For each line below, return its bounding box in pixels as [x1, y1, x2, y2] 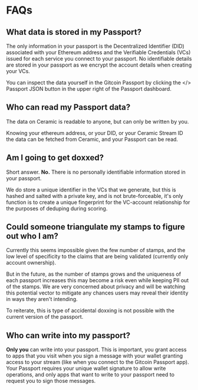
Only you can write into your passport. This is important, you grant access [6, 346, 187, 353]
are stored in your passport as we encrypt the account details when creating [6, 61, 192, 68]
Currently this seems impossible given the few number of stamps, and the [6, 247, 186, 254]
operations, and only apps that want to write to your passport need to [6, 371, 175, 378]
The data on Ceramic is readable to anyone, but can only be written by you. [6, 118, 189, 125]
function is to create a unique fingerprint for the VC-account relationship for [6, 199, 190, 206]
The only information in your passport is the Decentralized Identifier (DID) [6, 42, 184, 49]
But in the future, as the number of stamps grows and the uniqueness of [6, 270, 181, 277]
